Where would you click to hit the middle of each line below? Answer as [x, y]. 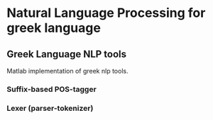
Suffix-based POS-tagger [51, 89]
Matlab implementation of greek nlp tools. [67, 71]
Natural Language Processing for [106, 13]
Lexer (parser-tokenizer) [50, 108]
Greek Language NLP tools [67, 54]
